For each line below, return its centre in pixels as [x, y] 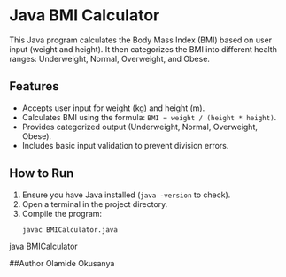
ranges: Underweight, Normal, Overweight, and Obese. [110, 58]
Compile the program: [62, 213]
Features [34, 86]
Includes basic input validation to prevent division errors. [125, 145]
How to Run [42, 173]
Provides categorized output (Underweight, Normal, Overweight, [140, 127]
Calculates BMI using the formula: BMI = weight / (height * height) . [149, 117]
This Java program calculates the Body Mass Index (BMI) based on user [141, 40]
